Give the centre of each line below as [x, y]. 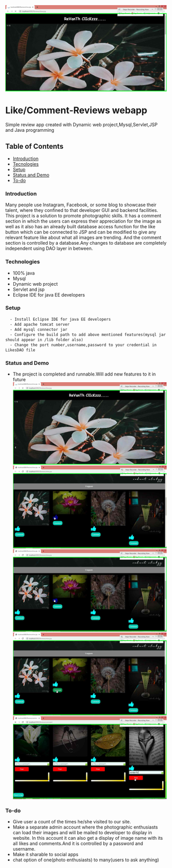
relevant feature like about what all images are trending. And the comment [83, 238]
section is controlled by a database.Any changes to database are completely [86, 243]
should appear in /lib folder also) [44, 340]
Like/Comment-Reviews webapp [76, 111]
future [19, 380]
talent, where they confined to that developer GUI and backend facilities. [82, 210]
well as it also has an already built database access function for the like [80, 227]
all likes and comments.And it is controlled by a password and [78, 843]
